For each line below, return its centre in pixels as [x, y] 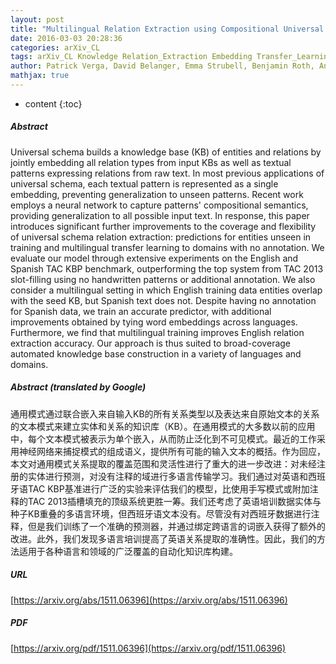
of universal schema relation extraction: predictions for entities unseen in [161, 237]
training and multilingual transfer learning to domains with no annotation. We [167, 247]
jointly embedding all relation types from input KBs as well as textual [151, 162]
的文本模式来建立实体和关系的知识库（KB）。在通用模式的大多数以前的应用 [163, 426]
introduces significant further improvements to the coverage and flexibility [163, 226]
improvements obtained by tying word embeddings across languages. [154, 322]
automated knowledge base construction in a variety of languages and [156, 353]
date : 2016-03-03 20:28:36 [66, 38]
